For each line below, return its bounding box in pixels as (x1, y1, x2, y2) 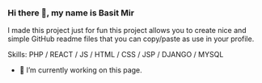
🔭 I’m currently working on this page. (19, 65, 142, 75)
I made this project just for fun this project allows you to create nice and (7, 26, 247, 35)
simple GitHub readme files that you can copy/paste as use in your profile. (7, 34, 255, 44)
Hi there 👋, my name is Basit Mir (7, 7, 135, 19)
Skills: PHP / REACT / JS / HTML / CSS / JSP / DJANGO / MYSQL (7, 50, 224, 60)
